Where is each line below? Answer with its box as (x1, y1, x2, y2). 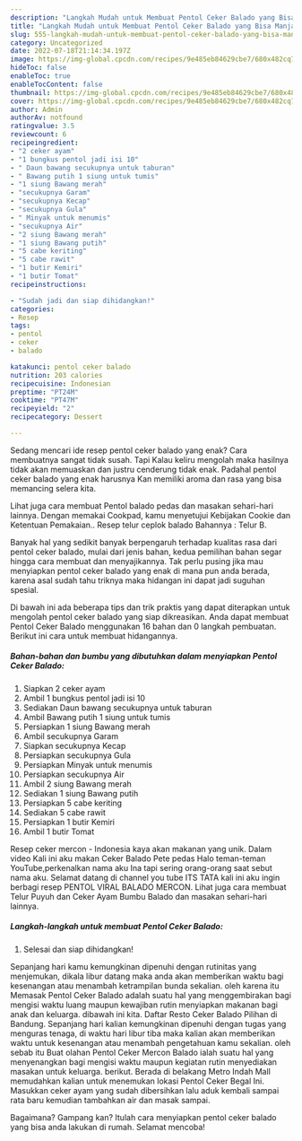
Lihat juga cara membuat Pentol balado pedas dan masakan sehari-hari (10, 500, 274, 511)
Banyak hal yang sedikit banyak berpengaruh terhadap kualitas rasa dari (10, 536, 277, 547)
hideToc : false (10, 64, 67, 73)
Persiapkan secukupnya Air (22, 769, 125, 780)
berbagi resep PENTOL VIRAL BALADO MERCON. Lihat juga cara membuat (10, 881, 287, 893)
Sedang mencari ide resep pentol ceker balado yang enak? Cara (10, 445, 247, 456)
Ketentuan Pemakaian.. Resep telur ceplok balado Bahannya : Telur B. (10, 519, 267, 530)
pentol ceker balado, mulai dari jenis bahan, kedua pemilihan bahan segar (10, 546, 282, 557)
